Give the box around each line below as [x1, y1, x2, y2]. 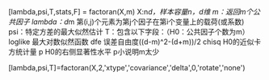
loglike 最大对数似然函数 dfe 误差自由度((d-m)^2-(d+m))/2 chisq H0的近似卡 [8, 37, 261, 46]
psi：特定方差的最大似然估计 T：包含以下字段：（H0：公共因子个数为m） [8, 27, 250, 36]
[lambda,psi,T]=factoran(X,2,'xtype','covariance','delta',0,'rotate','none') [8, 63, 246, 72]
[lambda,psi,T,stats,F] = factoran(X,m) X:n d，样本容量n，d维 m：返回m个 [8, 7, 254, 16]
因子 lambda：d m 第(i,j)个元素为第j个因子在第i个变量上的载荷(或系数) [15, 17, 245, 26]
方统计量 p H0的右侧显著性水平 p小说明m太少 [8, 47, 160, 56]
